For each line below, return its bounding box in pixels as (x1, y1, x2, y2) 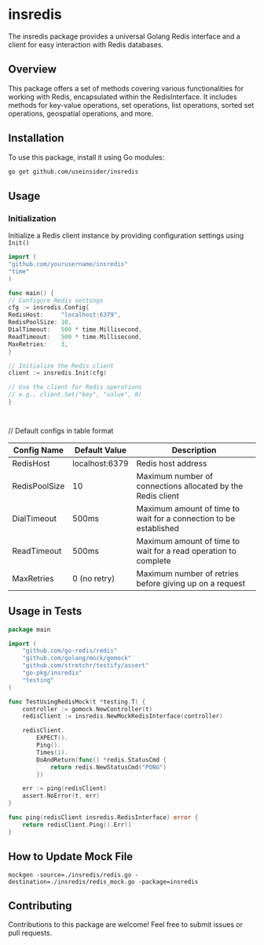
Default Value (74, 445, 127, 456)
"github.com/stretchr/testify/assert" (22, 662, 149, 670)
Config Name (13, 445, 64, 456)
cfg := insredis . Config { (8, 304, 90, 312)
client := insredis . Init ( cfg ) (8, 369, 108, 377)
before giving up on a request (136, 578, 246, 589)
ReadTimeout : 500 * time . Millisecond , (8, 333, 143, 341)
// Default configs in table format (8, 426, 114, 435)
